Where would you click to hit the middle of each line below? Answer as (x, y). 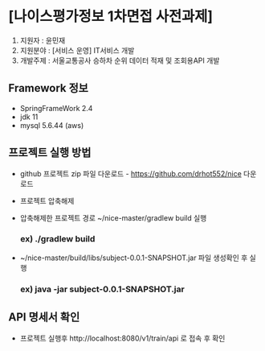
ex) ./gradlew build (57, 239)
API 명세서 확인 (44, 318)
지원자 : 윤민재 (43, 40)
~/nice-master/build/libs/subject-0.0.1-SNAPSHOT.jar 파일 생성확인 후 (134, 258)
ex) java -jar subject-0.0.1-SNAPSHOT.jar (102, 289)
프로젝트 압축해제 (47, 200)
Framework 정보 (48, 88)
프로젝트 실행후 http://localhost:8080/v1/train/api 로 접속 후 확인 (122, 338)
